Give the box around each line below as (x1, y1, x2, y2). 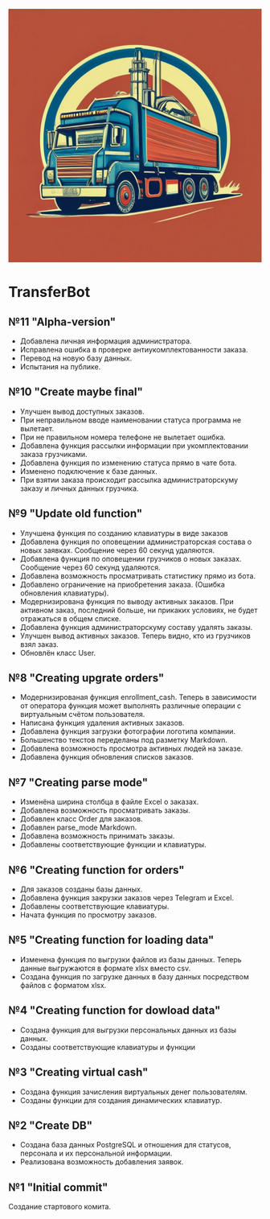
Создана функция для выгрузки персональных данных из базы (19, 1025, 237, 1035)
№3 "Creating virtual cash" (8, 1065, 149, 1079)
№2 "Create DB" (8, 1118, 93, 1132)
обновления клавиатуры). (19, 588, 109, 598)
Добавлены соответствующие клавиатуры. (19, 902, 170, 912)
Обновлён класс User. (19, 648, 96, 657)
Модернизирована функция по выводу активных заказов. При (19, 596, 235, 606)
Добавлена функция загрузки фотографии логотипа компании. (19, 727, 235, 736)
